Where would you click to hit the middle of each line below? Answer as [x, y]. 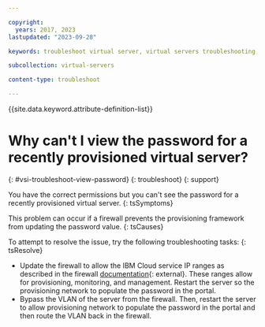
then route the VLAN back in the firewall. [86, 315]
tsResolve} [26, 250]
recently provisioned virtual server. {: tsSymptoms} [91, 203]
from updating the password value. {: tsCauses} [86, 226]
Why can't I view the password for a [128, 141]
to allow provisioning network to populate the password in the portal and [137, 307]
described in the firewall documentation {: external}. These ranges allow [136, 273]
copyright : [26, 22]
